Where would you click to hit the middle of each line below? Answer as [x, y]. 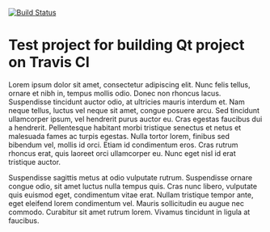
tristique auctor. [35, 162]
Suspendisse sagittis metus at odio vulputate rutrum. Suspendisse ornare [131, 177]
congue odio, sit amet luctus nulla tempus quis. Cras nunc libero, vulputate [133, 186]
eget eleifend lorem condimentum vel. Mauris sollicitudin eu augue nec [127, 203]
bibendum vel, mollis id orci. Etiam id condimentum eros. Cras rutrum [123, 145]
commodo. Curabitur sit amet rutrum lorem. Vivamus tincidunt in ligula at [129, 212]
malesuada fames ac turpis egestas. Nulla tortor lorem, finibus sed [119, 136]
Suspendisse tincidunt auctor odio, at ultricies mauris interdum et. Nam [127, 102]
